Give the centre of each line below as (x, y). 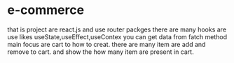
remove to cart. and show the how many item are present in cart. (101, 52)
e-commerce (46, 10)
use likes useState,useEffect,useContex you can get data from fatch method (117, 36)
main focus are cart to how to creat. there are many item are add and (106, 44)
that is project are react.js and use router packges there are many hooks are (117, 29)
